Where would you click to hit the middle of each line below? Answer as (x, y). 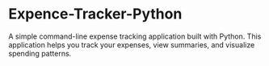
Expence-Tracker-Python (95, 14)
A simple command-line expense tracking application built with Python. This (135, 36)
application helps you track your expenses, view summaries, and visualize (132, 44)
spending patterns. (40, 53)
